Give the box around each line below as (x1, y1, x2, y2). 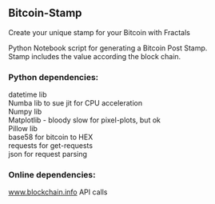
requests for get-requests (8, 141, 94, 150)
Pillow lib (8, 124, 38, 134)
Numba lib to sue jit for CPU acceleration (8, 98, 142, 108)
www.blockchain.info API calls (8, 187, 108, 197)
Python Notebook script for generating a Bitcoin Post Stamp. (8, 43, 208, 53)
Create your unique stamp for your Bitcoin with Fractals (8, 27, 190, 37)
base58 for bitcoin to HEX (8, 132, 94, 142)
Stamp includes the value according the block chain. (8, 51, 181, 61)
